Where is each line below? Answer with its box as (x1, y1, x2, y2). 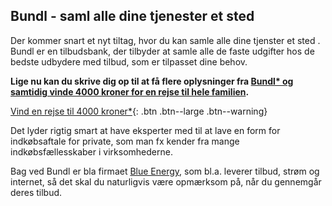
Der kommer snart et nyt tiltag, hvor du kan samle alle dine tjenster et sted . (10, 34, 321, 46)
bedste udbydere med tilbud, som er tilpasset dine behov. (10, 55, 248, 68)
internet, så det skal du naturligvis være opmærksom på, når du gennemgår (10, 175, 322, 188)
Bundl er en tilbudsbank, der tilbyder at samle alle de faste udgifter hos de (10, 45, 315, 57)
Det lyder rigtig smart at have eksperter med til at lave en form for (10, 124, 281, 136)
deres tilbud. (10, 186, 63, 198)
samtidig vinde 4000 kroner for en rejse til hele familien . (10, 85, 250, 98)
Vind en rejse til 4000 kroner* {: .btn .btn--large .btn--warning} (10, 105, 268, 117)
